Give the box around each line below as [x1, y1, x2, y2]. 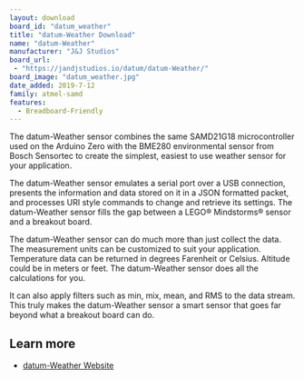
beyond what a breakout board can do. [9, 310, 155, 321]
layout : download [9, 13, 75, 23]
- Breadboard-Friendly [17, 106, 103, 115]
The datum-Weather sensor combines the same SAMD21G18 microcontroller [9, 131, 295, 142]
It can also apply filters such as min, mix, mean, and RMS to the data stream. [9, 290, 296, 301]
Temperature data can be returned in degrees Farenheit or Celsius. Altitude [9, 254, 290, 264]
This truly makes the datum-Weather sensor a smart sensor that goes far [9, 300, 281, 311]
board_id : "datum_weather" [9, 22, 112, 31]
